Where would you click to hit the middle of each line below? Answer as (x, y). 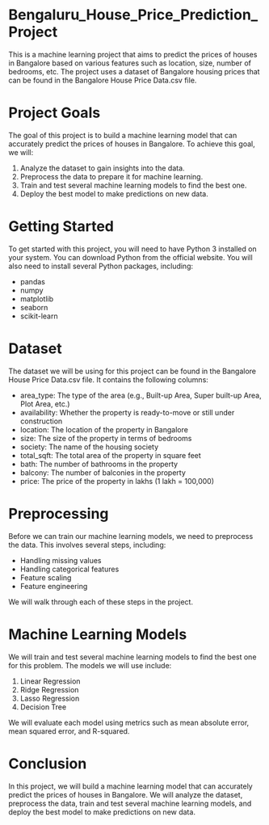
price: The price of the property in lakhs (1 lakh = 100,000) (117, 481)
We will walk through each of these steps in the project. (101, 602)
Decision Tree (43, 707)
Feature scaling (46, 577)
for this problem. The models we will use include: (90, 665)
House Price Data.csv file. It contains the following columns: (108, 379)
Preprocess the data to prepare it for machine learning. (111, 176)
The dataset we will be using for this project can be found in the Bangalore (132, 371)
